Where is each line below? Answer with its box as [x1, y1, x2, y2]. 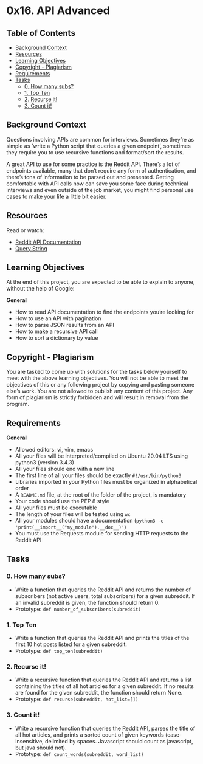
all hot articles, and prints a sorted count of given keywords [15, 731, 164, 738]
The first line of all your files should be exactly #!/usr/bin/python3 [15, 472, 182, 479]
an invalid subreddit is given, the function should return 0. [15, 599, 160, 606]
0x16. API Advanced [6, 4, 111, 18]
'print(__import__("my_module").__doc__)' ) [15, 523, 126, 531]
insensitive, [15, 737, 44, 745]
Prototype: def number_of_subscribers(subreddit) [15, 605, 142, 613]
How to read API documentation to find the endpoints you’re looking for [15, 308, 194, 316]
